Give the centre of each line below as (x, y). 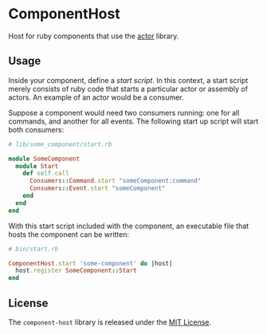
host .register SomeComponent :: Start (76, 271)
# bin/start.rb (33, 249)
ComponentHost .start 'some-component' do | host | (90, 263)
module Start (37, 166)
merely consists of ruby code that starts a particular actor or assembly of (128, 89)
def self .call (46, 173)
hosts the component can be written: (69, 234)
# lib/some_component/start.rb (60, 144)
